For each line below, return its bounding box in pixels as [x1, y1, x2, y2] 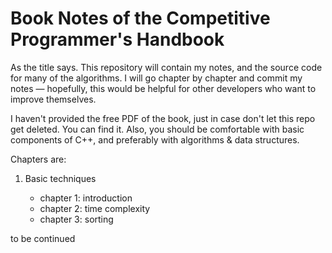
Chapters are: [10, 153, 67, 165]
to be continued [10, 232, 76, 244]
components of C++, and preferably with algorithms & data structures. [10, 133, 300, 146]
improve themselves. [10, 93, 97, 105]
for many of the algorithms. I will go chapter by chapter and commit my [10, 72, 303, 84]
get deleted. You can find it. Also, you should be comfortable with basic [10, 123, 305, 135]
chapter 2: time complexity [39, 202, 151, 214]
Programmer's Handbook [10, 28, 225, 51]
